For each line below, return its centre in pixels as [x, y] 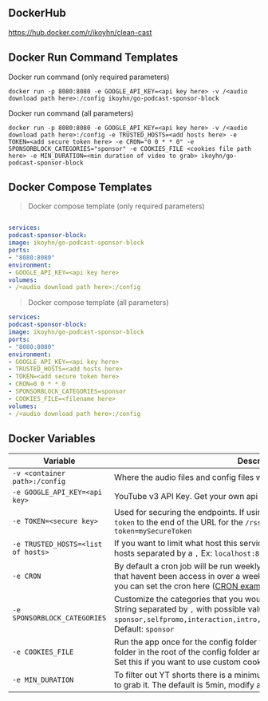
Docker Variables [52, 438]
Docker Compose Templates [81, 187]
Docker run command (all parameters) [71, 113]
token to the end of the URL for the [179, 522]
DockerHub [37, 13]
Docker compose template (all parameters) [98, 303]
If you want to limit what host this [176, 544]
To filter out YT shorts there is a [173, 675]
